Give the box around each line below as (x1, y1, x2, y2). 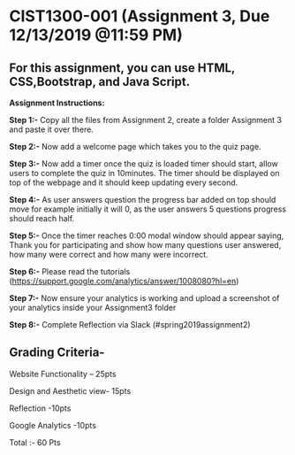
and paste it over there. (9, 124, 95, 135)
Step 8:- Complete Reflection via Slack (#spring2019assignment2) (9, 320, 251, 329)
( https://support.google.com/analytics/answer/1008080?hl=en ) (9, 276, 239, 286)
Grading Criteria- (9, 345, 105, 360)
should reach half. (9, 213, 75, 223)
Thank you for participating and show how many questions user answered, (9, 240, 282, 250)
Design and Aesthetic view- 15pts (9, 385, 132, 396)
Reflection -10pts (9, 403, 72, 413)
